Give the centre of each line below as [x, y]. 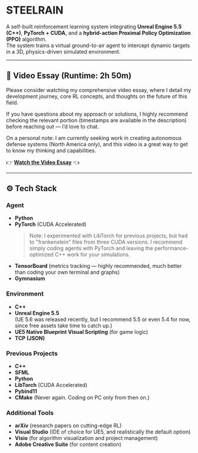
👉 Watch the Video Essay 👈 [43, 162]
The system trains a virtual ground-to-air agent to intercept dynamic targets [98, 45]
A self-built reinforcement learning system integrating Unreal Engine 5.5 [94, 27]
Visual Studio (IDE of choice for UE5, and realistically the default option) [103, 432]
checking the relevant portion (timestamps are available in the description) [96, 120]
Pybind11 [26, 391]
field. [12, 102]
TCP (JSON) [30, 338]
